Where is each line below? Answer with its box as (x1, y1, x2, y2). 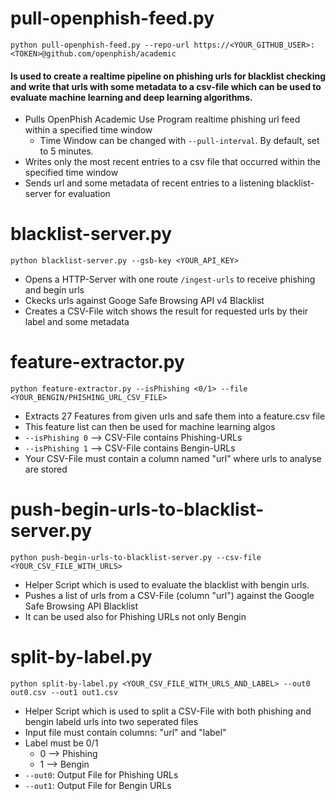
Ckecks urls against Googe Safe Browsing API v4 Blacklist (24, 295, 265, 307)
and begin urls (24, 284, 85, 296)
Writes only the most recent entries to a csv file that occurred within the (24, 156, 322, 168)
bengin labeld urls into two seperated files (24, 715, 199, 727)
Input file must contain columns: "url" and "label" (24, 726, 227, 738)
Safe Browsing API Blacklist (24, 600, 139, 612)
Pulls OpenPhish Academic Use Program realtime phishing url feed (24, 113, 301, 126)
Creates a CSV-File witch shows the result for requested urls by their (24, 305, 309, 317)
